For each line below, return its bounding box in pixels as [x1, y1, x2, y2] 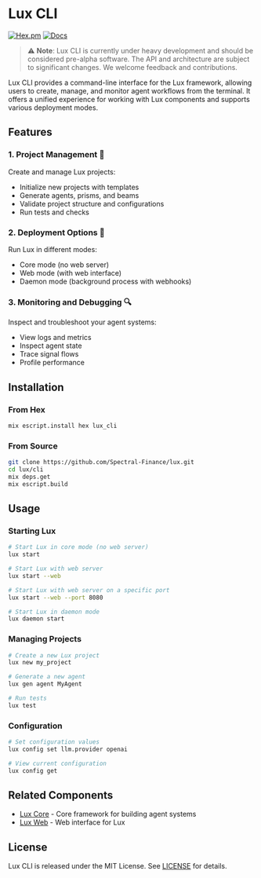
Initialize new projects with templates [19, 182, 140, 192]
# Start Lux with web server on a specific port [8, 586, 170, 594]
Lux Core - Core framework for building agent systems [19, 810, 197, 819]
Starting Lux [8, 525, 56, 536]
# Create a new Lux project [8, 651, 100, 660]
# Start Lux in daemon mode [8, 608, 100, 616]
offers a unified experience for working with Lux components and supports [8, 94, 251, 104]
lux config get [8, 766, 58, 774]
